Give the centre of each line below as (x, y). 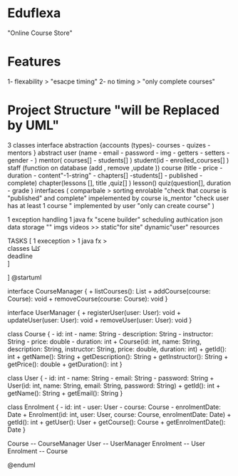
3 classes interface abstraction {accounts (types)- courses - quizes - (109, 145)
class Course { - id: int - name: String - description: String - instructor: (110, 333)
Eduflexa (34, 13)
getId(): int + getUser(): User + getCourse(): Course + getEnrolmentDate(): (117, 422)
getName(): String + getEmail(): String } (65, 393)
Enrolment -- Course (38, 451)
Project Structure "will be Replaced (113, 110)
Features (34, 62)
